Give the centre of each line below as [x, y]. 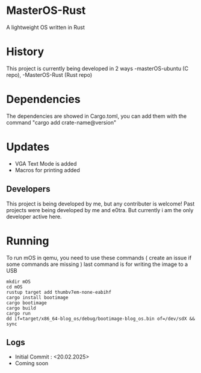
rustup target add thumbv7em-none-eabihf [59, 292]
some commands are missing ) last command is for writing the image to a [97, 264]
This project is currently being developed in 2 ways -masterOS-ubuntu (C [97, 68]
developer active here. [34, 216]
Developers [28, 189]
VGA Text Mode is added [46, 163]
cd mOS [14, 287]
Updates [28, 147]
